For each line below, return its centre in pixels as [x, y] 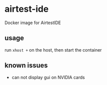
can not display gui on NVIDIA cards [48, 77]
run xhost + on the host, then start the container [53, 50]
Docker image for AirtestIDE [33, 23]
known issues [26, 66]
